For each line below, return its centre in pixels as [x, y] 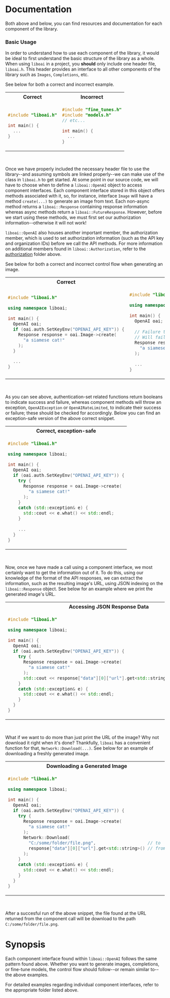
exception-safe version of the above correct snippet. [60, 418]
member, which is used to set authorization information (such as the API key [84, 238]
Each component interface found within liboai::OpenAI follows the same [81, 959]
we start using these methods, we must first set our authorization [73, 217]
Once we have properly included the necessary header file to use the [77, 169]
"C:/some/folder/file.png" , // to [95, 843]
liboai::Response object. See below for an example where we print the [79, 589]
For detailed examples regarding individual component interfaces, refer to [82, 985]
